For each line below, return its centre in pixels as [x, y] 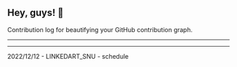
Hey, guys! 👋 [36, 13]
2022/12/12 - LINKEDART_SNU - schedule [68, 56]
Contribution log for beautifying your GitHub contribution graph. [100, 29]
